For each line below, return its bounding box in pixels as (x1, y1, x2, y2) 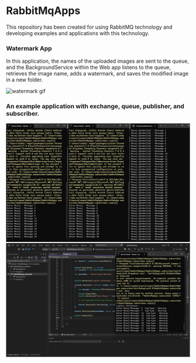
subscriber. (6, 109, 40, 118)
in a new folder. (6, 76, 43, 83)
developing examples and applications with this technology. (6, 29, 150, 36)
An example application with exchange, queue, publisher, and (6, 102, 185, 111)
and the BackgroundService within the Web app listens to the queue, (6, 64, 171, 71)
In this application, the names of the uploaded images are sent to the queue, (6, 57, 190, 65)
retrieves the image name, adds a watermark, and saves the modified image (6, 70, 188, 77)
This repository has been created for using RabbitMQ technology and (6, 23, 173, 30)
